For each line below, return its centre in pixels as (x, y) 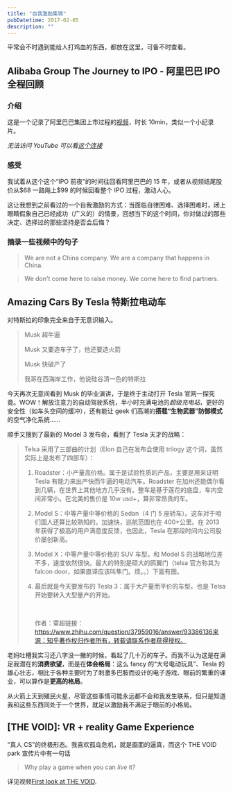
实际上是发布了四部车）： (59, 458)
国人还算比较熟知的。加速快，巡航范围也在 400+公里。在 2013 (130, 522)
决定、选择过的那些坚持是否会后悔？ (59, 222)
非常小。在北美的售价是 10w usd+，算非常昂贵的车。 (116, 499)
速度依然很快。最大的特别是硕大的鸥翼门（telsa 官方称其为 (137, 563)
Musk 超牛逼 (42, 335)
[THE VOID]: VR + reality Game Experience (101, 727)
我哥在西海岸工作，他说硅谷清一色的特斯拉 (85, 379)
